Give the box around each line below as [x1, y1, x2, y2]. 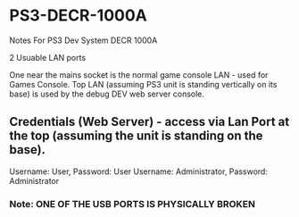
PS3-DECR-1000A [9, 5, 147, 26]
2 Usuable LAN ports [9, 52, 87, 63]
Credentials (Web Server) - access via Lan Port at [9, 114, 290, 129]
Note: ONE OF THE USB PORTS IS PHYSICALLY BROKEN [9, 197, 256, 210]
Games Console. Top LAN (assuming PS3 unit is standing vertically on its [9, 79, 278, 89]
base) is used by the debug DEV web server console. [9, 88, 205, 99]
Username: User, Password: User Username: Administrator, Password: [9, 166, 268, 177]
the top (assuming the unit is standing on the [9, 129, 263, 144]
